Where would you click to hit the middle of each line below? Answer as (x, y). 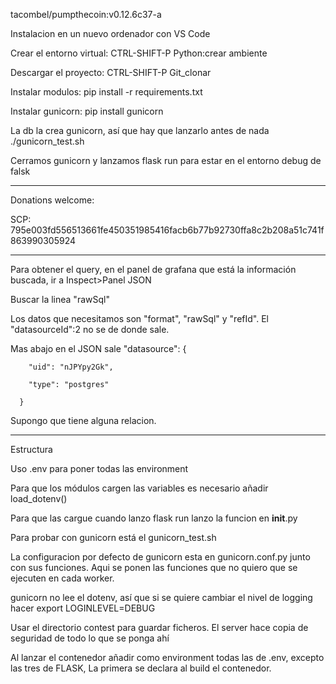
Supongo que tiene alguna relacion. (83, 420)
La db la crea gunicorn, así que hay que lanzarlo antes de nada (140, 130)
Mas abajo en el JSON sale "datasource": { (98, 348)
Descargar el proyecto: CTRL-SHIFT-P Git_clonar (111, 72)
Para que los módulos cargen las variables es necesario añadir (139, 488)
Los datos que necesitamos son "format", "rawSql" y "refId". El (139, 318)
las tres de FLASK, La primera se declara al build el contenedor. (141, 668)
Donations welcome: (52, 200)
